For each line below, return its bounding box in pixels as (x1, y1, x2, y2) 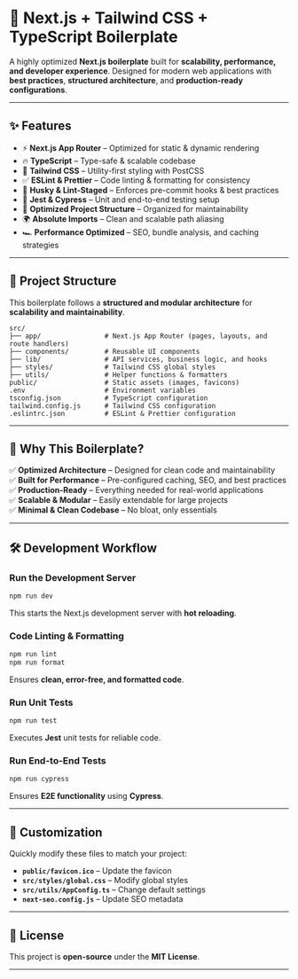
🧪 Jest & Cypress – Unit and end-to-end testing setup (21, 194, 220, 205)
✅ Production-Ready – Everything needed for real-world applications (9, 485, 264, 496)
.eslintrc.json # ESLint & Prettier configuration (9, 409, 237, 418)
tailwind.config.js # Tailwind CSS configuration (9, 401, 216, 411)
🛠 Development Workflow (9, 540, 158, 555)
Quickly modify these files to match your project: (9, 849, 188, 859)
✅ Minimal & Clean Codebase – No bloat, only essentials (9, 505, 217, 515)
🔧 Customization (9, 825, 103, 840)
